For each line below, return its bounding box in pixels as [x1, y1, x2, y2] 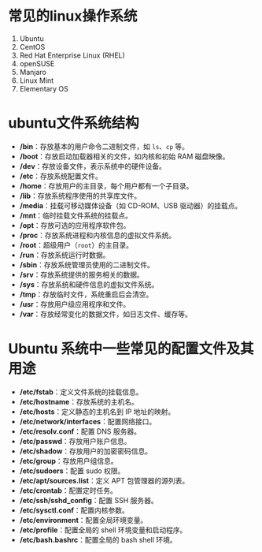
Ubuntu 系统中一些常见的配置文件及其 [8, 340, 254, 358]
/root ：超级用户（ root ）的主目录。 [19, 240, 134, 249]
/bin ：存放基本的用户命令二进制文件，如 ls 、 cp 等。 [19, 141, 190, 151]
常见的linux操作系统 [8, 7, 138, 25]
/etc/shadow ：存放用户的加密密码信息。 [19, 446, 153, 456]
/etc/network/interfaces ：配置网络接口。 [19, 416, 157, 426]
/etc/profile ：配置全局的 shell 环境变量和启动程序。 [19, 525, 187, 535]
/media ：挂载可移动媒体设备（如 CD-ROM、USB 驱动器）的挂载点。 [19, 200, 242, 210]
